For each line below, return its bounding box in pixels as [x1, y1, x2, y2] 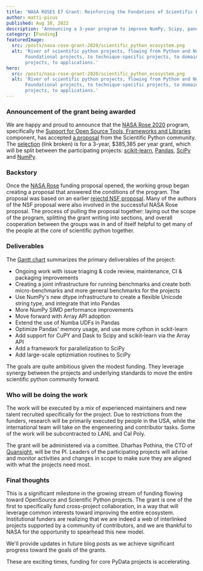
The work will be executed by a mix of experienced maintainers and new [6, 404, 187, 411]
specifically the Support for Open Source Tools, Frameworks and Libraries [6, 127, 192, 135]
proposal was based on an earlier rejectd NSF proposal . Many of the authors [6, 195, 197, 202]
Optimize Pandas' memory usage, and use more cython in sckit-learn [14, 325, 188, 332]
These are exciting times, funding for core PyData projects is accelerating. [6, 558, 192, 566]
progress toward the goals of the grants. [6, 546, 107, 553]
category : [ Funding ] [6, 31, 59, 37]
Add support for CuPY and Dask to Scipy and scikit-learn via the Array [14, 332, 190, 339]
